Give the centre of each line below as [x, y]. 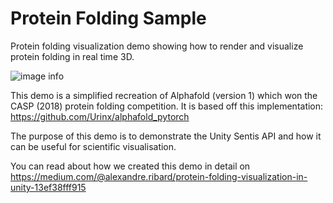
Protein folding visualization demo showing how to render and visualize [157, 46]
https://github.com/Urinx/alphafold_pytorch [100, 116]
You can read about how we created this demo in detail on [130, 166]
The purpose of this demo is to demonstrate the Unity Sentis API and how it [166, 136]
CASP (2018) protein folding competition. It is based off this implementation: [167, 106]
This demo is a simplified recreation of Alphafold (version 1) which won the [164, 95]
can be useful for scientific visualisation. [93, 146]
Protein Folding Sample [108, 18]
